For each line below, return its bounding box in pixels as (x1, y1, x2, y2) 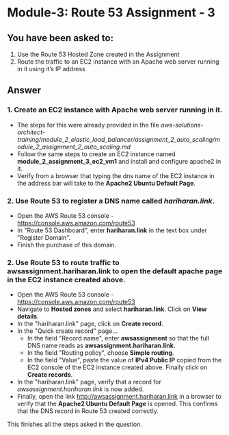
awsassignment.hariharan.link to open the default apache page (7, 266, 223, 275)
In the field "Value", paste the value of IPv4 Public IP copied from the (27, 356, 222, 364)
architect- (16, 128, 46, 136)
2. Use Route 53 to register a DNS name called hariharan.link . (7, 196, 215, 206)
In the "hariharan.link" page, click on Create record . (16, 320, 163, 328)
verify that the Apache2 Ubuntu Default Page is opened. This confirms (16, 399, 218, 408)
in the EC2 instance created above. (7, 275, 126, 284)
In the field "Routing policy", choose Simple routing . (27, 349, 174, 357)
